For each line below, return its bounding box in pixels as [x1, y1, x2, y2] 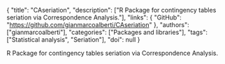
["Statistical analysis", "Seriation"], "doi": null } [6, 35, 140, 44]
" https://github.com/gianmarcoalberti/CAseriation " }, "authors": [6, 21, 189, 29]
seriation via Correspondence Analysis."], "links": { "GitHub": [6, 13, 182, 22]
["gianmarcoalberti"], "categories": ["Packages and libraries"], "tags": [6, 28, 208, 36]
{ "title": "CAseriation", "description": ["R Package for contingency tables [6, 6, 217, 14]
